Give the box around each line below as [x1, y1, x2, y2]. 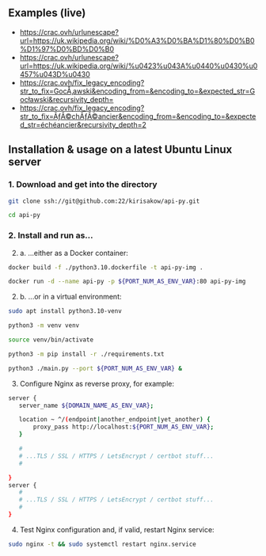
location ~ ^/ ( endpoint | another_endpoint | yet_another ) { [18, 416, 211, 424]
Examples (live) [8, 6, 86, 20]
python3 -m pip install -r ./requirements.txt [8, 350, 165, 358]
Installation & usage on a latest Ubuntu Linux [8, 143, 233, 157]
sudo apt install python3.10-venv [8, 307, 123, 315]
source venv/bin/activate [8, 336, 93, 344]
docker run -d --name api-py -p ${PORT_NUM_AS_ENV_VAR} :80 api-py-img [8, 277, 246, 286]
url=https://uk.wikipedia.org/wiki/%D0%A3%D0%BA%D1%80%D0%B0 [19, 36, 255, 45]
